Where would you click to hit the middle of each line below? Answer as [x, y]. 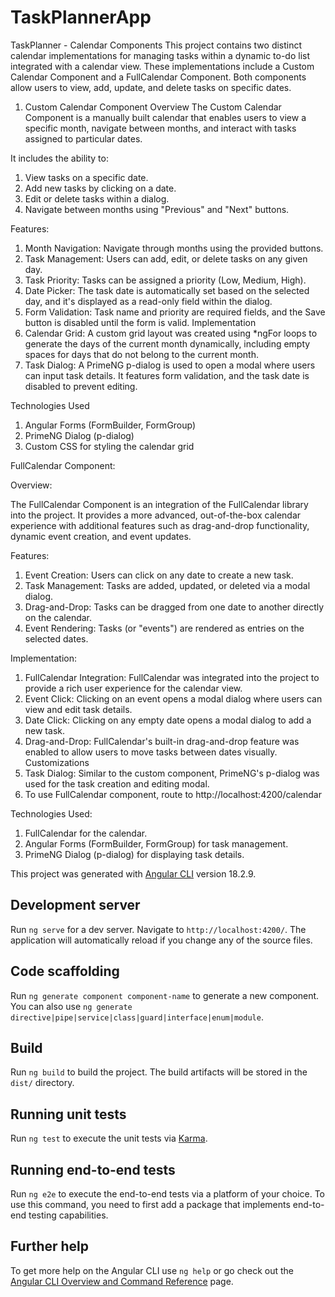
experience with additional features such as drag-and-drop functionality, [160, 525]
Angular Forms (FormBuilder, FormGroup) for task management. [156, 843]
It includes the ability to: [59, 158]
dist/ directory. [42, 1083]
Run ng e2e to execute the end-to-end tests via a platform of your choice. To [168, 1194]
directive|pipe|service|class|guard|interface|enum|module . [137, 1017]
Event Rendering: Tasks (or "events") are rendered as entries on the [164, 628]
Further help [50, 1246]
